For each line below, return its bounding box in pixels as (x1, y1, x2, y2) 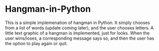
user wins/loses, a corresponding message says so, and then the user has (5, 35, 155, 41)
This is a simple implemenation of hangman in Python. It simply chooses (5, 20, 150, 25)
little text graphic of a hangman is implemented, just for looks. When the (5, 30, 150, 36)
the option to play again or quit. (5, 40, 68, 46)
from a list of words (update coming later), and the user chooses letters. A (5, 25, 154, 30)
